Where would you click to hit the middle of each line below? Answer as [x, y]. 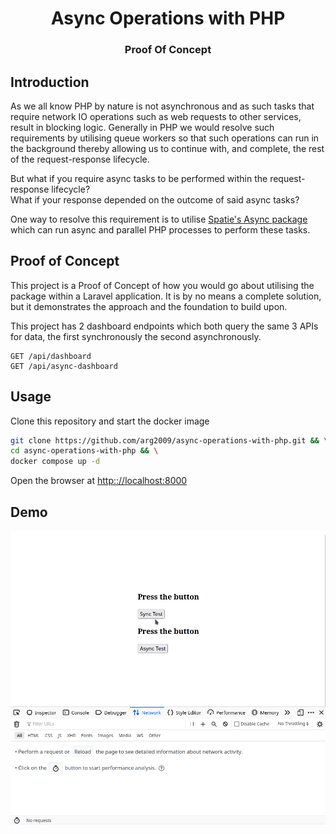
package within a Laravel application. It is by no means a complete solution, [166, 296]
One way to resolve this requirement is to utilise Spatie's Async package [159, 219]
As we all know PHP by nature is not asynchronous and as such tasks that [162, 106]
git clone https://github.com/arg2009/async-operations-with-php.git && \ [169, 440]
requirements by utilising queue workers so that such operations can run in [165, 138]
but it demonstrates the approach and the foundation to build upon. [149, 306]
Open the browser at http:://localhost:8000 [99, 481]
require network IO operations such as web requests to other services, [156, 116]
